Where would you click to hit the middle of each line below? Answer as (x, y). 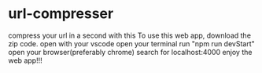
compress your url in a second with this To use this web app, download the (130, 35)
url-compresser (61, 14)
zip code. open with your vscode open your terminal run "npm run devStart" (132, 43)
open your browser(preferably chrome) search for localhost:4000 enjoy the (130, 52)
